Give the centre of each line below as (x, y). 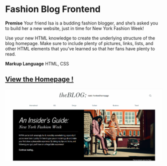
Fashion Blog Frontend (53, 9)
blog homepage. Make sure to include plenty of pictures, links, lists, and (79, 43)
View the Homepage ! (39, 79)
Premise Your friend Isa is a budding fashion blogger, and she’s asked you (82, 23)
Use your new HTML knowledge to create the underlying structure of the (80, 38)
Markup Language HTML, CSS (37, 63)
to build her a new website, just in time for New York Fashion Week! (74, 28)
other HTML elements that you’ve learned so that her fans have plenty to (80, 48)
